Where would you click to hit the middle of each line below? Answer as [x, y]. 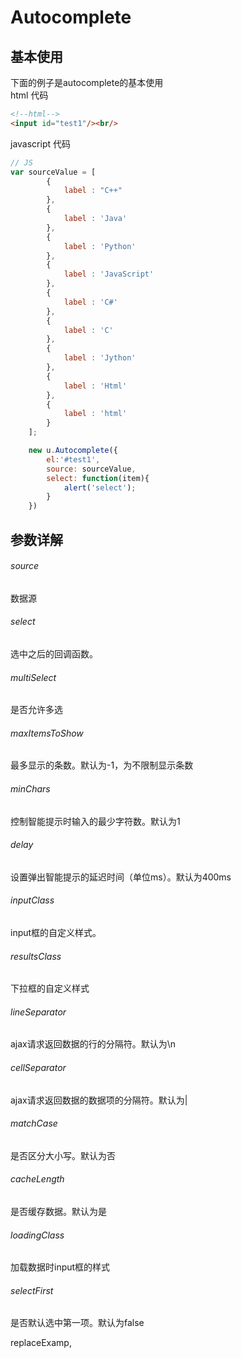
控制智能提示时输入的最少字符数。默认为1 [95, 821]
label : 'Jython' [100, 358]
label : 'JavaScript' [109, 274]
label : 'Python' [100, 246]
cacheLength [37, 1179]
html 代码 [29, 95]
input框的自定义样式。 [56, 932]
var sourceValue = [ [53, 172]
